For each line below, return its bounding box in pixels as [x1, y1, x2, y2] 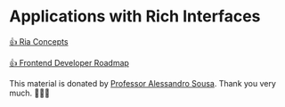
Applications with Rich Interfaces [9, 6, 261, 27]
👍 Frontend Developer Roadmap [9, 57, 129, 68]
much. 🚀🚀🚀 [9, 87, 51, 98]
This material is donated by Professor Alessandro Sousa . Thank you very [9, 78, 276, 88]
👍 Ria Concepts [9, 36, 69, 46]
